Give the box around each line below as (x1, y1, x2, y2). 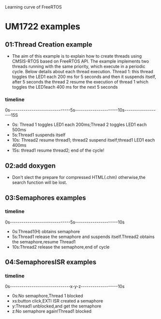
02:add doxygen (5, 161, 56, 170)
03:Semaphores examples (5, 193, 86, 202)
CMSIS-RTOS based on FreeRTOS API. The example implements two (12, 58, 149, 64)
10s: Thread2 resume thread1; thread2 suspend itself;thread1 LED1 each (12, 137, 155, 143)
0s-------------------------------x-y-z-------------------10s (5, 284, 125, 289)
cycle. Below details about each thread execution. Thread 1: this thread (12, 69, 153, 74)
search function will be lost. (12, 179, 67, 186)
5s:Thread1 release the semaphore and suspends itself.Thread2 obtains (12, 234, 155, 239)
